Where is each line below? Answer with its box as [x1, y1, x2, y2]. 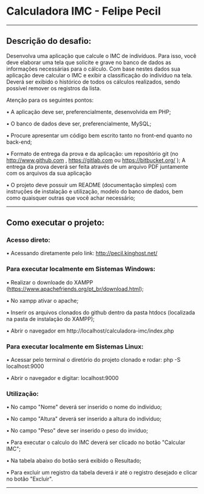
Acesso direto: [6, 236, 50, 244]
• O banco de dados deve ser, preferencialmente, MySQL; [6, 120, 152, 127]
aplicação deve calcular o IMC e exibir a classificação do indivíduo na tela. [6, 71, 192, 79]
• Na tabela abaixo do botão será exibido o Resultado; [6, 457, 141, 464]
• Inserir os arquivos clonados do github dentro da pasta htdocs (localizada [6, 309, 195, 316]
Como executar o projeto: [6, 217, 105, 228]
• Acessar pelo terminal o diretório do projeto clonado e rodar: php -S [6, 356, 181, 364]
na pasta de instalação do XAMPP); [6, 315, 95, 322]
